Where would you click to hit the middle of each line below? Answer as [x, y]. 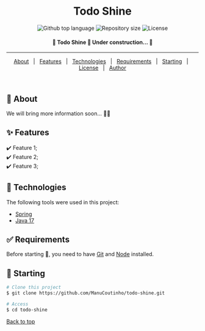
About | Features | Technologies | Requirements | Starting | [101, 62]
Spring [23, 214]
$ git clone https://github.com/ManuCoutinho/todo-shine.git [86, 293]
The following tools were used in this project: [63, 202]
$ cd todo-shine [27, 310]
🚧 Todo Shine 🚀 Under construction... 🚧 [103, 42]
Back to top [21, 321]
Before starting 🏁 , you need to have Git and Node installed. [80, 254]
